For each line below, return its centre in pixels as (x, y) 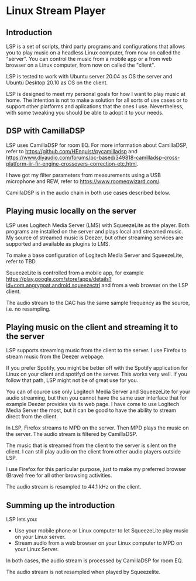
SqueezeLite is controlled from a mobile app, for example (75, 273)
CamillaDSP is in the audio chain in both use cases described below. (88, 192)
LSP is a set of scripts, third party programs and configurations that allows (96, 46)
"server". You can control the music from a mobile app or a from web (89, 59)
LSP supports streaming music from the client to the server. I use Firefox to (97, 350)
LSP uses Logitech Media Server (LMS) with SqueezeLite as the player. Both (98, 225)
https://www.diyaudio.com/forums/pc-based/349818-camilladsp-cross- (93, 157)
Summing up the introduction (61, 505)
